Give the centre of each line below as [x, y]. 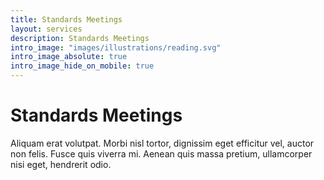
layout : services [46, 29]
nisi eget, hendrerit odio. [61, 164]
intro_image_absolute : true [69, 57]
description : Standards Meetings [80, 38]
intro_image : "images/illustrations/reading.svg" [116, 47]
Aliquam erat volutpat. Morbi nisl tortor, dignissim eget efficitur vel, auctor [162, 143]
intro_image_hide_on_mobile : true [82, 66]
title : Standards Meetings [66, 19]
